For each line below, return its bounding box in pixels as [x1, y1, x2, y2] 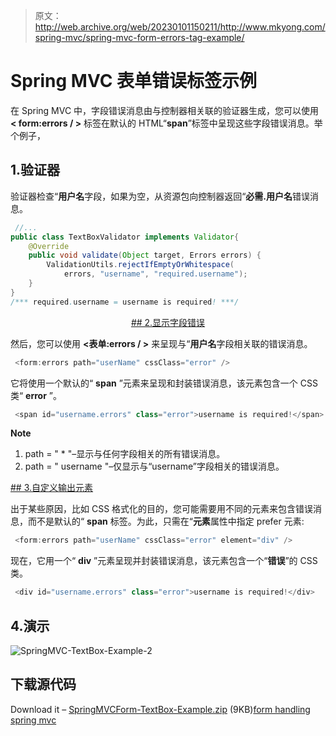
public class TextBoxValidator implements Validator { [10, 232, 240, 242]
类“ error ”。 [10, 389, 63, 401]
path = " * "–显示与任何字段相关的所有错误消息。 [24, 448, 226, 460]
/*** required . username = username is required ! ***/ [10, 297, 240, 307]
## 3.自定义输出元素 [10, 482, 94, 494]
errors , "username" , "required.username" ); [63, 269, 248, 279]
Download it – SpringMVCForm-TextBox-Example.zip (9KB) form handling [10, 703, 311, 715]
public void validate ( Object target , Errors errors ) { [28, 250, 262, 261]
